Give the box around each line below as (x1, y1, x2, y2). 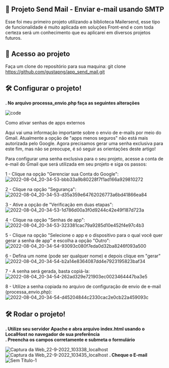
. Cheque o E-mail (109, 352, 148, 358)
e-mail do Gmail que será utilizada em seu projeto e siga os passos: (5, 161, 147, 167)
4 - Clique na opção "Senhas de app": (5, 217, 86, 223)
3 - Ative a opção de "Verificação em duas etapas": (5, 202, 114, 208)
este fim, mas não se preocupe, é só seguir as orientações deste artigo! (5, 146, 156, 152)
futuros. (5, 35, 22, 41)
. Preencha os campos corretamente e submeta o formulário (5, 337, 135, 343)
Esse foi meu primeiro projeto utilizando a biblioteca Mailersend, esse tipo (5, 18, 160, 24)
